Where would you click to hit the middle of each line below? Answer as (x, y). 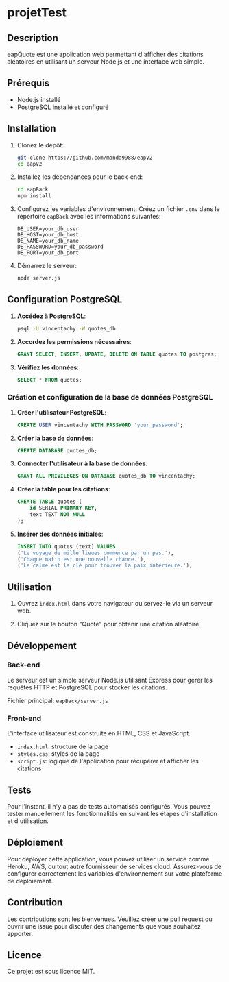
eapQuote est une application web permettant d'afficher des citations (105, 54)
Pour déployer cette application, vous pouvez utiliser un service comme (109, 859)
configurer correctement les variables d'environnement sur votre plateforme (115, 873)
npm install (34, 196)
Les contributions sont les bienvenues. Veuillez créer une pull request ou (110, 919)
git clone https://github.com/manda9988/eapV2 (85, 158)
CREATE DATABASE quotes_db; (57, 450)
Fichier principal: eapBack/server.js (58, 700)
